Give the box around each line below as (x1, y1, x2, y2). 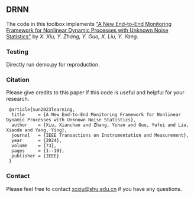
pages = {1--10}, (11, 148, 65, 154)
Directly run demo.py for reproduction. (6, 61, 100, 68)
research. (6, 95, 30, 103)
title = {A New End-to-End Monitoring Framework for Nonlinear (11, 112, 182, 118)
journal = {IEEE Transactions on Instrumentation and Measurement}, (11, 133, 189, 138)
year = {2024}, (11, 138, 62, 144)
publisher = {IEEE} (11, 153, 60, 159)
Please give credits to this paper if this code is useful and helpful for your (6, 89, 185, 96)
